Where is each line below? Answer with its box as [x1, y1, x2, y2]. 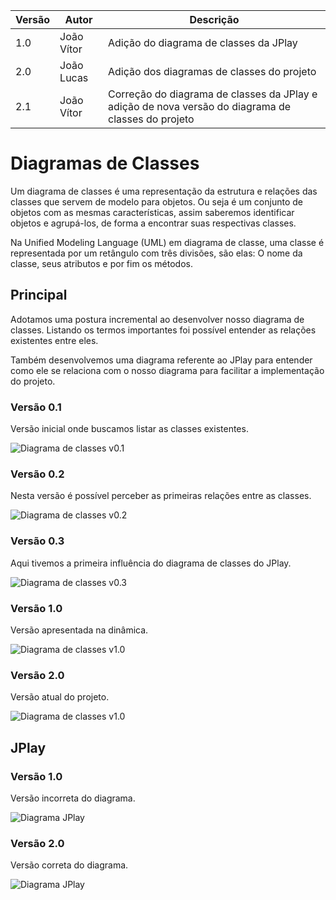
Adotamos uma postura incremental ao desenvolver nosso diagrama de [10, 313, 305, 325]
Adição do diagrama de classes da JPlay [108, 36, 298, 49]
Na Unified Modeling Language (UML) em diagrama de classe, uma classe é [10, 236, 325, 248]
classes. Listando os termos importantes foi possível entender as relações [10, 324, 317, 336]
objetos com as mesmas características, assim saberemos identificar [10, 206, 295, 218]
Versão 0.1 [10, 400, 62, 414]
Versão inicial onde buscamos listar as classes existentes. [10, 423, 249, 435]
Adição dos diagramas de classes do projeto [108, 65, 317, 78]
